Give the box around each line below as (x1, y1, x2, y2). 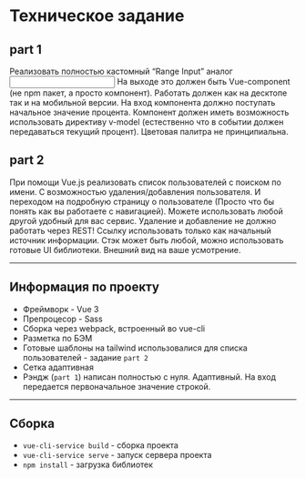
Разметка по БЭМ (22, 332, 93, 343)
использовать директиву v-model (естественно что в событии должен (9, 117, 284, 127)
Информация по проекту (9, 280, 159, 295)
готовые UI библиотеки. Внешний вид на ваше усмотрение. (9, 244, 241, 255)
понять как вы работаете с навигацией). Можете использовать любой (9, 206, 284, 217)
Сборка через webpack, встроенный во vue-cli (22, 322, 206, 333)
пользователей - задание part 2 (22, 352, 148, 362)
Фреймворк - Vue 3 (22, 303, 99, 314)
